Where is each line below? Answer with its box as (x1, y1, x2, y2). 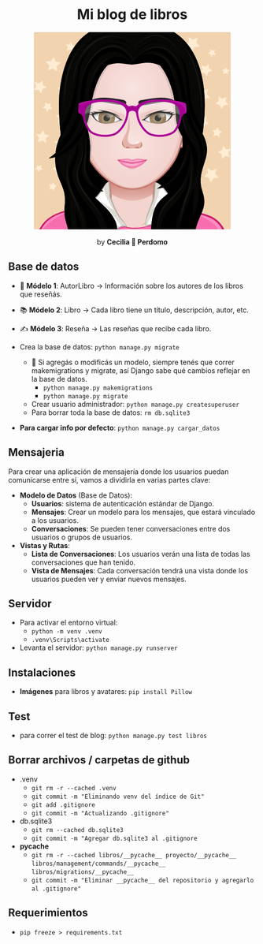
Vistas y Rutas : (19, 540, 71, 550)
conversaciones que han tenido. (31, 558, 136, 567)
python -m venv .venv (31, 628, 102, 636)
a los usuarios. (31, 515, 79, 525)
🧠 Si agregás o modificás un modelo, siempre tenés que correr (31, 357, 235, 367)
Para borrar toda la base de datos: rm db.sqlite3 (31, 408, 191, 417)
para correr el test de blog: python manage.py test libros (19, 731, 207, 740)
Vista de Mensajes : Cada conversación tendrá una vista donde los (31, 565, 249, 575)
